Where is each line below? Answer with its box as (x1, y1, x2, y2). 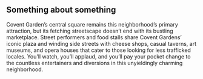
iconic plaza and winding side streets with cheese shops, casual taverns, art (6, 40, 197, 47)
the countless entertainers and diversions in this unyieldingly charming (6, 59, 183, 66)
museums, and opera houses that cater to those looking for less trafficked (6, 46, 191, 54)
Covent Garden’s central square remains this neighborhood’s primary (6, 21, 179, 28)
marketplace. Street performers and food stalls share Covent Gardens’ (6, 33, 182, 41)
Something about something (6, 5, 116, 15)
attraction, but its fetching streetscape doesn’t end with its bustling (6, 27, 174, 34)
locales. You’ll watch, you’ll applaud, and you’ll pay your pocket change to (6, 52, 191, 60)
